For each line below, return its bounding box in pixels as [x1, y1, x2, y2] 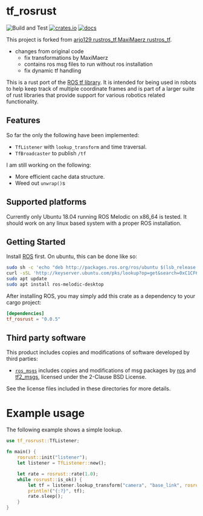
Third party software [6, 333, 86, 343]
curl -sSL [6, 270, 31, 276]
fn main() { [6, 449, 36, 455]
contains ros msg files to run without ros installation [24, 60, 153, 68]
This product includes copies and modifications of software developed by [6, 349, 190, 356]
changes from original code [14, 47, 84, 55]
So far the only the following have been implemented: [6, 131, 140, 138]
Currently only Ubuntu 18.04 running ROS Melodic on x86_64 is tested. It [6, 213, 187, 220]
